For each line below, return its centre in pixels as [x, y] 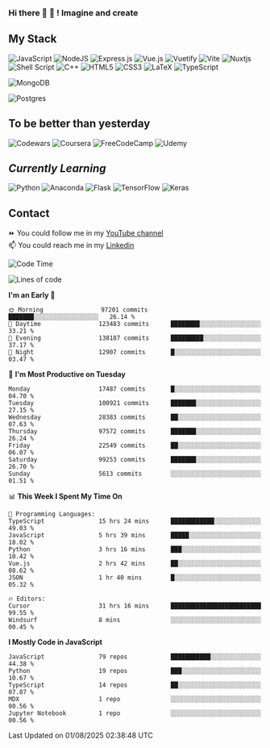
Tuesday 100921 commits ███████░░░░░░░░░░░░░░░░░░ [135, 403]
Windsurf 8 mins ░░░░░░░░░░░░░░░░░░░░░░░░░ [135, 621]
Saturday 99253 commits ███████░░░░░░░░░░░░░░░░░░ [135, 460]
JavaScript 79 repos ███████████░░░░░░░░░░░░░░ [135, 657]
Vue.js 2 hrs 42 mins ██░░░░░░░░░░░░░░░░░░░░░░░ [135, 564]
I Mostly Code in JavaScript [56, 642]
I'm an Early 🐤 [32, 295]
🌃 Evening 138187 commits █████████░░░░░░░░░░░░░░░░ [135, 338]
